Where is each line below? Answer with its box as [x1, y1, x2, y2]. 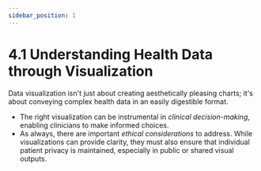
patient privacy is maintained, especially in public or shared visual [19, 145, 235, 154]
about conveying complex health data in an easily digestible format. [8, 96, 229, 106]
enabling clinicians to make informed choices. [19, 120, 169, 130]
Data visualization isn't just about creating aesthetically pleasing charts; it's [8, 88, 254, 98]
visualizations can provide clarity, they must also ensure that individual [19, 137, 251, 147]
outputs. [19, 154, 47, 163]
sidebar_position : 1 [8, 11, 77, 20]
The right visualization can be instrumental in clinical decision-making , [19, 112, 251, 121]
